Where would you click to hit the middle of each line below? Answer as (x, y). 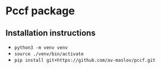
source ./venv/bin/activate (49, 54)
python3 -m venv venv (41, 48)
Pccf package (40, 11)
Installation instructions (50, 33)
